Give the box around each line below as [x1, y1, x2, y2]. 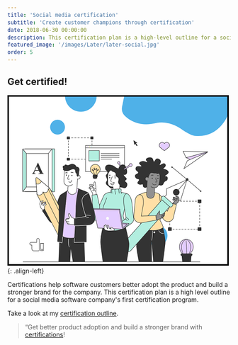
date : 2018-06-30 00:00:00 [7, 26, 87, 33]
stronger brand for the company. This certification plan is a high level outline [7, 288, 230, 296]
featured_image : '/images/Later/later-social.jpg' [7, 41, 160, 49]
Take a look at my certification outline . [7, 309, 119, 317]
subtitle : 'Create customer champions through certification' [7, 18, 195, 26]
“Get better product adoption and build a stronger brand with [24, 322, 203, 331]
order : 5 [7, 49, 33, 56]
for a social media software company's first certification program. [7, 295, 199, 304]
